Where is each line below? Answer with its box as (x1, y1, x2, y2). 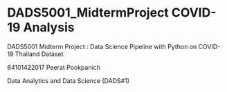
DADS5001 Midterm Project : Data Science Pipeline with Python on (7, 42, 197, 50)
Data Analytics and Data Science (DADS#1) (7, 76, 130, 84)
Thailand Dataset (15, 50, 64, 58)
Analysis (23, 19, 75, 35)
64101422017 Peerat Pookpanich (7, 63, 100, 71)
